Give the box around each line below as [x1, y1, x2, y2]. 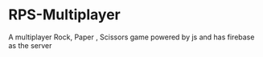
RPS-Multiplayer [8, 6, 121, 24]
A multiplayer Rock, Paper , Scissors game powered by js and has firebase [8, 32, 255, 42]
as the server [8, 40, 52, 50]
